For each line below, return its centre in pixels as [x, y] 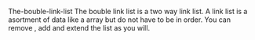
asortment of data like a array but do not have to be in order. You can [120, 20]
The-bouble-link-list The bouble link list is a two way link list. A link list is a [128, 11]
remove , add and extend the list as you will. [79, 28]
